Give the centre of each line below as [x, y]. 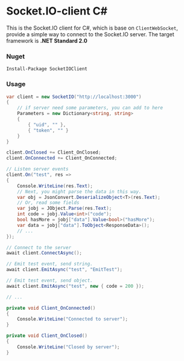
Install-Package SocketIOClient [47, 69]
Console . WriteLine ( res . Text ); [55, 186]
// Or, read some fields [48, 203]
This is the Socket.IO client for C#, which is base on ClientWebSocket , [92, 28]
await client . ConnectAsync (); [44, 253]
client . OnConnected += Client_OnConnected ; [62, 158]
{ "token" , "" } [48, 130]
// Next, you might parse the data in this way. [79, 192]
